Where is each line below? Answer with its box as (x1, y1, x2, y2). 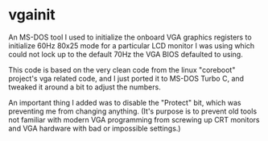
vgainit (8, 6, 56, 24)
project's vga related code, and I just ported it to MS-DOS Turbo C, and (8, 73, 244, 83)
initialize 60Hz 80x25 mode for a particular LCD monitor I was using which (8, 40, 255, 50)
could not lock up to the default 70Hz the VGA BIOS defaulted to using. (8, 49, 243, 59)
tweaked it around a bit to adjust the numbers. (8, 82, 161, 92)
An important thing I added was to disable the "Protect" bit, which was (8, 97, 241, 107)
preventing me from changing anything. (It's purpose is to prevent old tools (8, 106, 258, 116)
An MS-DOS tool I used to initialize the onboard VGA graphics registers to (8, 32, 252, 42)
